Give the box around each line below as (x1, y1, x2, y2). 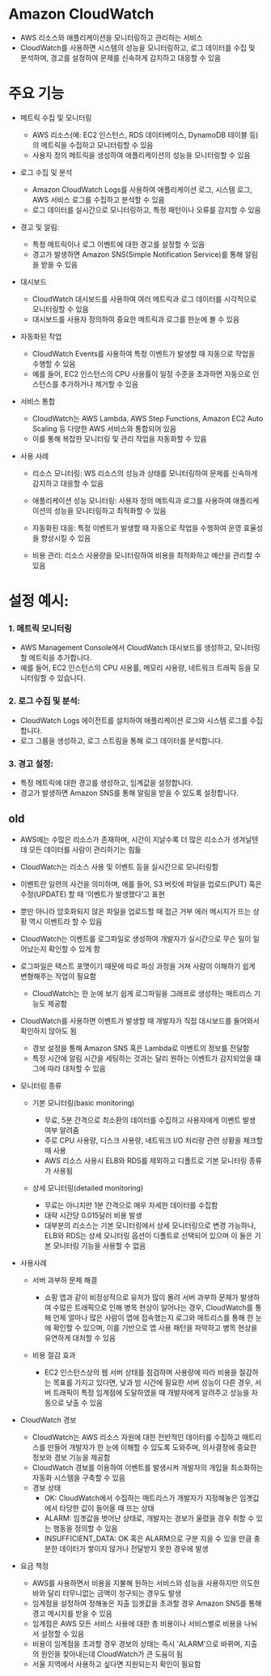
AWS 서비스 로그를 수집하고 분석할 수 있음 (32, 195, 165, 204)
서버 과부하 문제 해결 (32, 1275, 98, 1285)
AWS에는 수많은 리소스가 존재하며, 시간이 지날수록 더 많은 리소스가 (19, 834, 231, 844)
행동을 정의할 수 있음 (53, 1523, 118, 1533)
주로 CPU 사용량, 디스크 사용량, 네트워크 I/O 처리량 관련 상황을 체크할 (44, 1135, 263, 1145)
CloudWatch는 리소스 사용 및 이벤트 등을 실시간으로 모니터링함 (19, 862, 219, 871)
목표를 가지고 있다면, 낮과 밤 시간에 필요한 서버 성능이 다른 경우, (53, 1377, 253, 1387)
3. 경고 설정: (8, 758, 54, 769)
